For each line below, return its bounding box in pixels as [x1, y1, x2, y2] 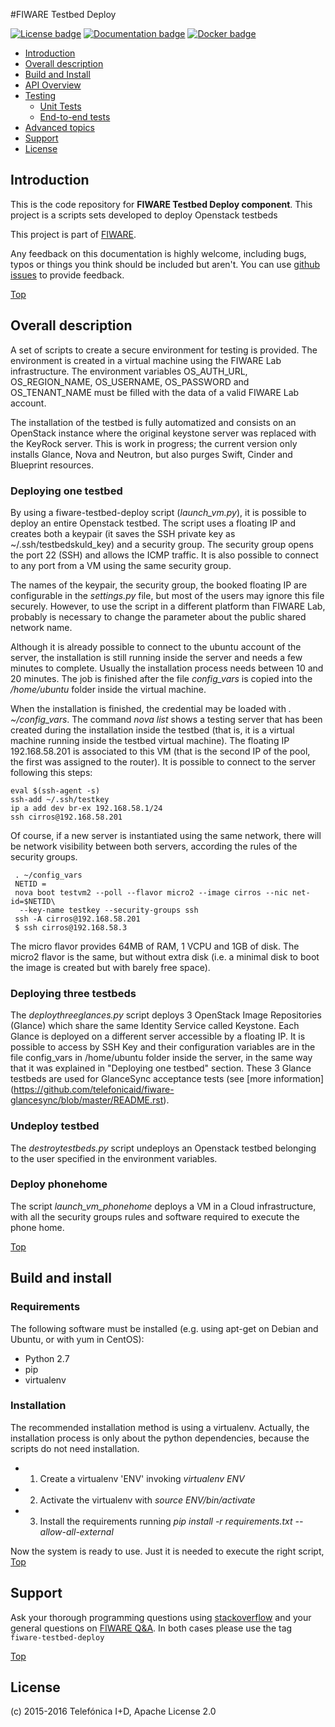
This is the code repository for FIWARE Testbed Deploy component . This [10, 198, 313, 210]
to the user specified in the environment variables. [10, 1152, 218, 1164]
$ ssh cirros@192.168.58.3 [14, 922, 128, 933]
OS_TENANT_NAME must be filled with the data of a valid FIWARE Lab [10, 386, 300, 398]
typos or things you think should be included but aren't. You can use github [10, 258, 321, 270]
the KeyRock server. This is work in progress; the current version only [10, 437, 298, 449]
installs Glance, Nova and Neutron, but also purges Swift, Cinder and [10, 448, 293, 460]
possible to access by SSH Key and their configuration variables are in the [10, 1041, 316, 1053]
